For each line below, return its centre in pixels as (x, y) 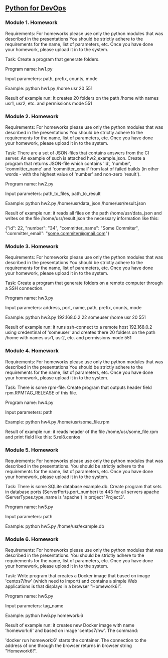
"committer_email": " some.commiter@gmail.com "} (57, 233)
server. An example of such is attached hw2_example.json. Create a (75, 158)
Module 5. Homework (32, 450)
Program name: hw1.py (29, 69)
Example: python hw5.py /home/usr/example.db (55, 526)
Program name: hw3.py (29, 298)
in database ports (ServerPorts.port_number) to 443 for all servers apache (82, 492)
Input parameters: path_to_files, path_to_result (53, 193)
